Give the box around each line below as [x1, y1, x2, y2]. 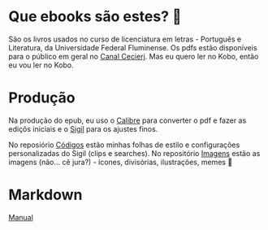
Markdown [8, 186, 83, 204]
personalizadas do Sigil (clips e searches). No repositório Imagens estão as [8, 148, 261, 158]
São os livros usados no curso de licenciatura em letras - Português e [8, 34, 242, 44]
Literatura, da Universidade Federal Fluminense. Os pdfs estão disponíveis [8, 42, 257, 52]
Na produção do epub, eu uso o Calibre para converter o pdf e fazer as [8, 115, 247, 125]
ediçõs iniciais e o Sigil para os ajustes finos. [8, 124, 158, 133]
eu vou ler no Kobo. [8, 60, 75, 70]
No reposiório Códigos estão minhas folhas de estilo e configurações [8, 140, 240, 150]
